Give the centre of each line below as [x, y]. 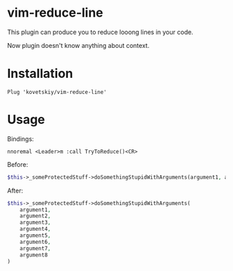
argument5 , [35, 236]
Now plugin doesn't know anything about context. [78, 45]
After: [15, 190]
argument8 [34, 255]
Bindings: [21, 139]
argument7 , [35, 248]
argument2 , [35, 216]
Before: [18, 164]
